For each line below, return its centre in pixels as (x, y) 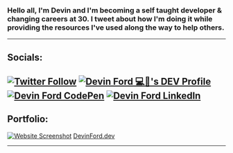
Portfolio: (28, 119)
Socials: (25, 57)
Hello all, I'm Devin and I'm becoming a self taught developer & (115, 10)
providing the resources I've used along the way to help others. (116, 28)
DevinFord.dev (94, 136)
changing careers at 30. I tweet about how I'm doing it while (110, 19)
